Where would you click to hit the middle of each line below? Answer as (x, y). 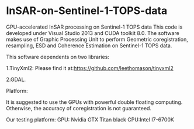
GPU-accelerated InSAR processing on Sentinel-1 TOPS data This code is (94, 27)
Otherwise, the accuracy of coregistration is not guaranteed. (79, 108)
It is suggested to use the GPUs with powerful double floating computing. (94, 102)
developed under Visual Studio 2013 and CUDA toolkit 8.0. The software (93, 33)
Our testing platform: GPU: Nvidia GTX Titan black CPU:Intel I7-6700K (90, 119)
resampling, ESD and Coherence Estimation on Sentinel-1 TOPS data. (89, 46)
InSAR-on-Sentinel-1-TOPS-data (87, 11)
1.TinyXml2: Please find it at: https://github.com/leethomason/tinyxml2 (90, 68)
